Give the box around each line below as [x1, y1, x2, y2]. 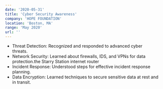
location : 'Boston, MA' [5, 20, 54, 26]
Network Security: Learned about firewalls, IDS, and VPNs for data [12, 53, 146, 59]
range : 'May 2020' [5, 25, 42, 30]
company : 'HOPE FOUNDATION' [5, 16, 62, 21]
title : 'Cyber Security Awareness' [5, 12, 77, 17]
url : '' [5, 30, 21, 35]
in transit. [12, 79, 31, 85]
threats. [12, 48, 28, 54]
